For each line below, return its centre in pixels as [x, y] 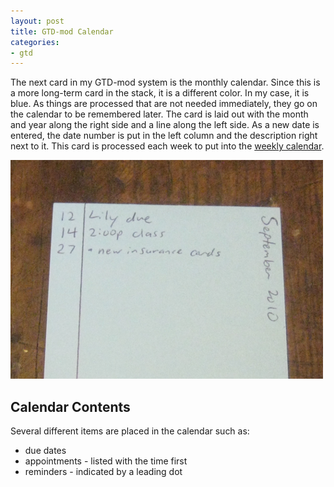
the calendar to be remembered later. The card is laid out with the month [159, 114]
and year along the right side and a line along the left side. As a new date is [165, 125]
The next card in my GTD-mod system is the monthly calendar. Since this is [165, 82]
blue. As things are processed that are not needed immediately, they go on [164, 104]
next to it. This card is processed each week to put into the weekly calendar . [167, 146]
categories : [35, 42]
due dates [45, 451]
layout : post [37, 21]
